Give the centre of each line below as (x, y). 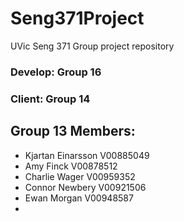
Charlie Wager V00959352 (80, 176)
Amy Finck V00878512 (71, 166)
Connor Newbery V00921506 (85, 187)
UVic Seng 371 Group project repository (92, 46)
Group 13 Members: (73, 131)
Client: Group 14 (50, 99)
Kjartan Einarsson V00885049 (87, 155)
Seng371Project (77, 18)
